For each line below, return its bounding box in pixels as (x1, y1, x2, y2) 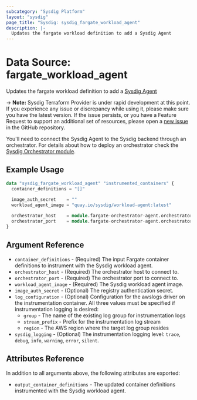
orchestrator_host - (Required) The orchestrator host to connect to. (14, 268, 179, 275)
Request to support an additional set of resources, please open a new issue (6, 118, 189, 125)
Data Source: (6, 56, 71, 69)
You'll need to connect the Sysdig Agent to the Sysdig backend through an (6, 136, 186, 143)
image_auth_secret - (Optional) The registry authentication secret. (14, 287, 174, 294)
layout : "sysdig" (6, 14, 49, 20)
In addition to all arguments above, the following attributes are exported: (6, 369, 181, 377)
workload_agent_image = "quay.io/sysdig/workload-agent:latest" (11, 202, 172, 208)
